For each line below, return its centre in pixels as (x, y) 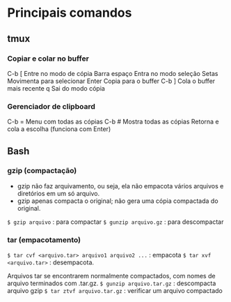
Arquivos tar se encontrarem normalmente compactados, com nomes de (111, 276)
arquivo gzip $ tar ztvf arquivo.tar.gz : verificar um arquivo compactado (115, 291)
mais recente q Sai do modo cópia (56, 88)
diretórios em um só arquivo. (58, 193)
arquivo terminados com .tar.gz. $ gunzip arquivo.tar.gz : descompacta (112, 283)
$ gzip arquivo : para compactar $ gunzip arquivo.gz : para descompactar (115, 222)
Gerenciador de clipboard (51, 106)
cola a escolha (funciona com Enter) (59, 129)
